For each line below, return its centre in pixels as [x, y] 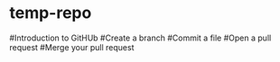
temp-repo [51, 13]
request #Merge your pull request [72, 47]
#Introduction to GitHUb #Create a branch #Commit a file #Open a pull [140, 38]
